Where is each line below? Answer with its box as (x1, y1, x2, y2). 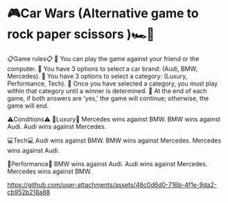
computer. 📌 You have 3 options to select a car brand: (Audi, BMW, (7, 64, 198, 73)
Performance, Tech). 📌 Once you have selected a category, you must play (7, 79, 218, 88)
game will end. (7, 101, 49, 110)
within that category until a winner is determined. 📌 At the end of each (7, 86, 207, 95)
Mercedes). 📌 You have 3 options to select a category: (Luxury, (7, 72, 188, 80)
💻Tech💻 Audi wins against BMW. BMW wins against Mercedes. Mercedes (7, 136, 222, 145)
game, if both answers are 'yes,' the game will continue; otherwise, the (7, 94, 209, 102)
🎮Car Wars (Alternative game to (7, 6, 199, 22)
